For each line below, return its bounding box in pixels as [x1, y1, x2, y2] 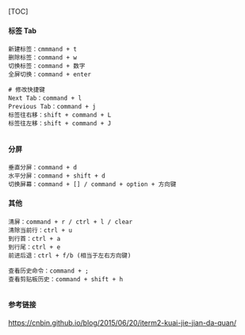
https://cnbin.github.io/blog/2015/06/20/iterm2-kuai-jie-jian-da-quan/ [8, 318, 237, 327]
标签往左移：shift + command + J [8, 120, 112, 128]
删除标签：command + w [8, 54, 78, 62]
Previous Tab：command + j [8, 103, 97, 111]
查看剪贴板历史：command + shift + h [8, 275, 124, 284]
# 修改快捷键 [8, 86, 45, 94]
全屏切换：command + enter [8, 70, 91, 78]
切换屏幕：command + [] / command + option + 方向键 [8, 181, 177, 188]
